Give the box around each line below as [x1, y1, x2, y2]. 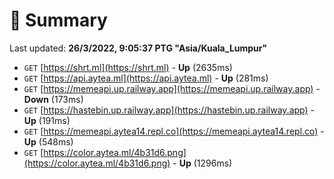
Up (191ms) [23, 114, 71, 126]
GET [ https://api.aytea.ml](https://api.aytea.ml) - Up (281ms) [23, 72, 269, 84]
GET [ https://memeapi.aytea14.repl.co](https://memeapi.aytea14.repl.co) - [23, 125, 325, 137]
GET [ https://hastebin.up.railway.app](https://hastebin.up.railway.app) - [23, 104, 315, 116]
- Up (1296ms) [172, 157, 233, 169]
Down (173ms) [23, 93, 84, 105]
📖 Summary [9, 9, 108, 32]
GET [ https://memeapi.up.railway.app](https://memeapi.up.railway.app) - [23, 82, 321, 94]
